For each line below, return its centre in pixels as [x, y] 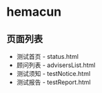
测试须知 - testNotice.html [53, 74]
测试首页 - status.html [47, 56]
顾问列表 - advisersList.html [56, 65]
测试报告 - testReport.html [53, 82]
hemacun [34, 12]
